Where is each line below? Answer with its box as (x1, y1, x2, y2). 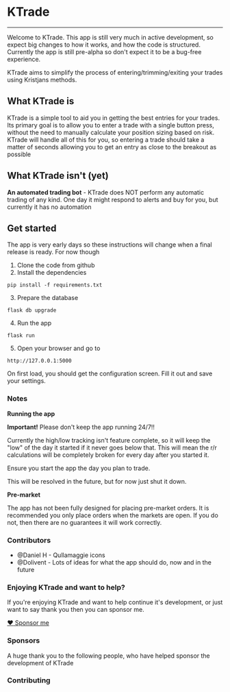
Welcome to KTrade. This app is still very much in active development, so (7, 33, 214, 41)
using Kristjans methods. (7, 75, 77, 84)
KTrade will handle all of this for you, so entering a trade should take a (7, 135, 205, 144)
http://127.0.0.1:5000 (7, 358, 72, 364)
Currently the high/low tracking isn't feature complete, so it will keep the (7, 436, 211, 444)
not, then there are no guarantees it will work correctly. (7, 518, 162, 526)
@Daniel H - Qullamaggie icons (16, 551, 106, 559)
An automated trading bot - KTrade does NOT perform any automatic (7, 188, 204, 196)
